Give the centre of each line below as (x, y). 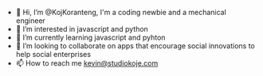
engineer (31, 21)
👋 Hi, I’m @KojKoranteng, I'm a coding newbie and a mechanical (121, 12)
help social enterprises (53, 54)
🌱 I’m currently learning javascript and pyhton (90, 37)
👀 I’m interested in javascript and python (82, 29)
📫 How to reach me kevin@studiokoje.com (87, 63)
